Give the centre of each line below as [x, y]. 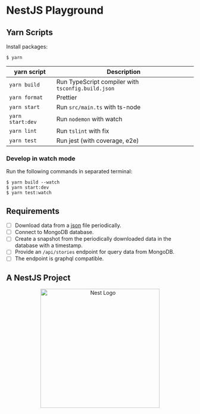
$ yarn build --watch [33, 182]
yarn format [26, 97]
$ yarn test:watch [29, 193]
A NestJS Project [38, 278]
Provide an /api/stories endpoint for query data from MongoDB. [94, 252]
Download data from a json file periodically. [68, 225]
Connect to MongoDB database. [54, 232]
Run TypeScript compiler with [98, 82]
